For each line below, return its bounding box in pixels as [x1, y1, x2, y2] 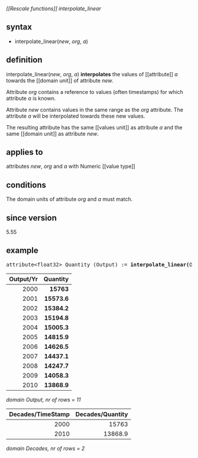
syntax [6, 22, 32, 32]
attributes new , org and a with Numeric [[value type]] [6, 163, 136, 170]
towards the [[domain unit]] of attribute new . [6, 77, 114, 84]
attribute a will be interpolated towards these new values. [6, 112, 146, 119]
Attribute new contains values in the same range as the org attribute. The [6, 106, 184, 113]
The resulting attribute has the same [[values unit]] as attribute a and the [6, 124, 183, 131]
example [6, 245, 39, 256]
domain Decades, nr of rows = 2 [6, 444, 85, 451]
